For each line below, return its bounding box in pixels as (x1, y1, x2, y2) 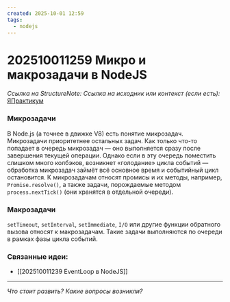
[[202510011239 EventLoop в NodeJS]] (16, 268, 128, 276)
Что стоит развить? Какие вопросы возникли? (7, 287, 143, 295)
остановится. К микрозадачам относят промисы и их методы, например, (7, 173, 222, 181)
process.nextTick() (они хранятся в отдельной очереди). (7, 188, 174, 196)
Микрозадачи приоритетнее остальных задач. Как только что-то (7, 136, 197, 144)
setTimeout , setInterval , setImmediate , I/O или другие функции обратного (7, 220, 221, 228)
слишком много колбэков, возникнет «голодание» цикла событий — (7, 158, 209, 166)
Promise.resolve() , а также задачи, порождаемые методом (7, 180, 181, 188)
